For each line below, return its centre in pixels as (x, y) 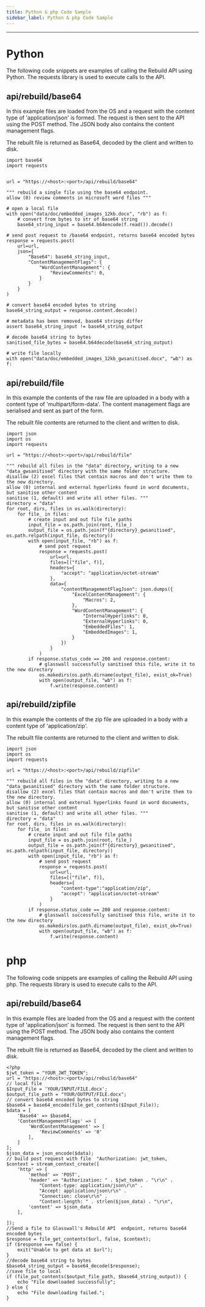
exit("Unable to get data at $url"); (65, 1250)
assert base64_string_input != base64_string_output (75, 327)
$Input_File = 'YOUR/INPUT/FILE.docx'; (57, 1089)
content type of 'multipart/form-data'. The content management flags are (98, 404)
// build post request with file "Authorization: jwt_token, (87, 1159)
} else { (17, 1287)
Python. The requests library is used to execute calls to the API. (86, 77)
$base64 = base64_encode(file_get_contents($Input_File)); (83, 1105)
